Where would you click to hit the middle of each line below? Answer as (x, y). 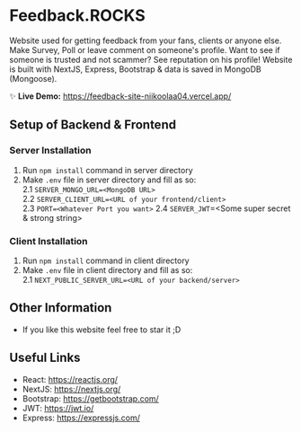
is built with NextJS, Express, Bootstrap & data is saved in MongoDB (136, 69)
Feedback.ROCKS (77, 16)
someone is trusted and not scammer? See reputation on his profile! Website (151, 59)
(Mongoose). (33, 78)
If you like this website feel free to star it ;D (102, 330)
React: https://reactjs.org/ (70, 379)
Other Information (61, 308)
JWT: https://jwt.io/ (58, 408)
